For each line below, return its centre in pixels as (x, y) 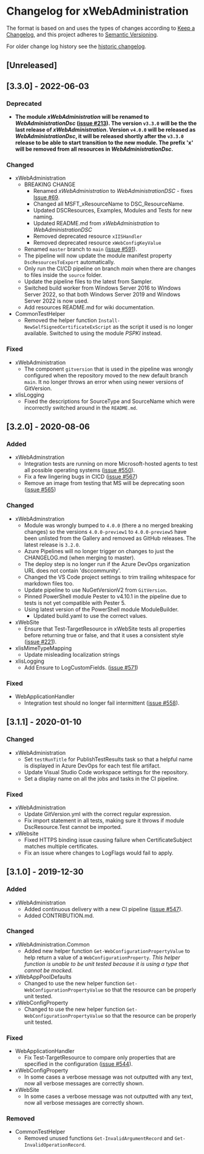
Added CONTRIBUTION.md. (59, 915)
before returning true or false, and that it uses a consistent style (104, 635)
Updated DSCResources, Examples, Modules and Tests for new (113, 211)
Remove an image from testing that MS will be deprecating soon (104, 483)
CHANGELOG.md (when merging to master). (80, 558)
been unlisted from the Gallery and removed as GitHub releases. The (110, 538)
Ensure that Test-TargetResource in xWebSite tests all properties (105, 629)
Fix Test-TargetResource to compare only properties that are (100, 1058)
